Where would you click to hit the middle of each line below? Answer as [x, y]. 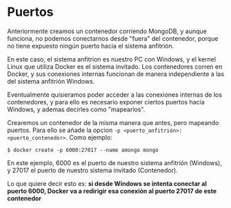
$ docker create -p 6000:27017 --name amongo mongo [83, 150]
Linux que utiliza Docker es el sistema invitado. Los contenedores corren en [115, 66]
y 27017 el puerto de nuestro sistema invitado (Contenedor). [92, 170]
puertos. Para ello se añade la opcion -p [64, 130]
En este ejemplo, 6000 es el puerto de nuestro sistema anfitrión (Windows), [114, 162]
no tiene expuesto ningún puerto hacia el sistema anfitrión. [91, 46]
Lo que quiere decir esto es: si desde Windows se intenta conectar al [107, 183]
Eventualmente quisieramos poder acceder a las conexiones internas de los [115, 95]
